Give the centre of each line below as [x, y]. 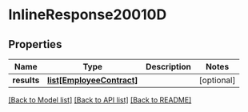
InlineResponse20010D [88, 15]
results [26, 80]
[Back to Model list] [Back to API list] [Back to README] [100, 100]
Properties [35, 44]
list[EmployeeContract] [92, 80]
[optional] [217, 80]
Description [168, 67]
